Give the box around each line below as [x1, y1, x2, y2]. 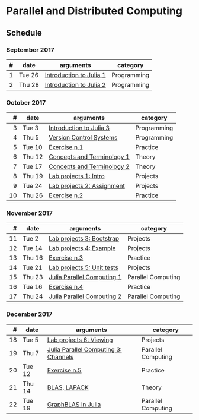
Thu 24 [23, 292, 43, 301]
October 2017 [6, 98, 46, 106]
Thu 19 [23, 172, 43, 181]
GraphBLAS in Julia [47, 400, 101, 408]
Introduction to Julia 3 [49, 124, 110, 132]
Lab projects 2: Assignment [49, 182, 126, 190]
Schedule [6, 28, 43, 38]
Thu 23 [23, 273, 43, 282]
